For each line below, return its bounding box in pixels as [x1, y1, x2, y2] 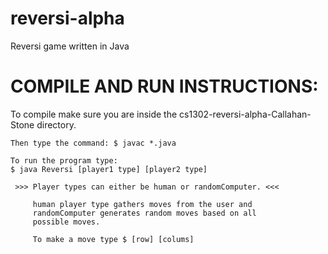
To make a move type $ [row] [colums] [32, 234, 195, 244]
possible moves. [32, 217, 101, 227]
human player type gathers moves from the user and [32, 199, 253, 209]
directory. [36, 118, 77, 131]
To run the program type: [10, 155, 118, 166]
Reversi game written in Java [10, 40, 130, 52]
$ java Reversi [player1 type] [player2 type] [10, 164, 208, 174]
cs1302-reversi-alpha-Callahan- [179, 108, 312, 120]
